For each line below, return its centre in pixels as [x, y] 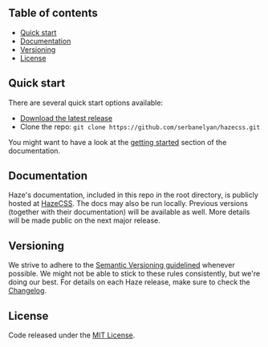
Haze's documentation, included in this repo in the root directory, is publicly [134, 195]
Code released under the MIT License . [72, 335]
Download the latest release [66, 118]
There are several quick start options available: [85, 103]
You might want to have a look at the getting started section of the [118, 142]
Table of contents [53, 13]
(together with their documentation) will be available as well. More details [129, 212]
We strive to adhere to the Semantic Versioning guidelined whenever [122, 265]
